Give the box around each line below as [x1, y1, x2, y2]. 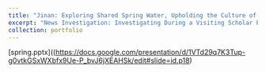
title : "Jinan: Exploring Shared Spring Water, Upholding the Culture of [8, 11, 257, 20]
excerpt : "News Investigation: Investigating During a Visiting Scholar [8, 19, 253, 27]
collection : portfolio [8, 26, 83, 34]
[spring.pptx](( [8, 48, 56, 57]
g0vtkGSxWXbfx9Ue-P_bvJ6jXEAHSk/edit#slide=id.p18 [8, 56, 190, 65]
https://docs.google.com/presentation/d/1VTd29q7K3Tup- [55, 48, 245, 57]
